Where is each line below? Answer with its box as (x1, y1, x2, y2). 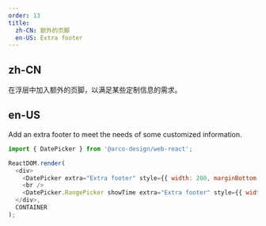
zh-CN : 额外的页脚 (15, 26, 70, 34)
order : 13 (8, 11, 41, 20)
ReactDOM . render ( (8, 159, 66, 167)
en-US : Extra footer (15, 33, 83, 42)
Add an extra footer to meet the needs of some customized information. (8, 129, 243, 139)
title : (8, 19, 30, 27)
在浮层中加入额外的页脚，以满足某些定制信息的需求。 (8, 85, 182, 95)
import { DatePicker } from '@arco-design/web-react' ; (8, 144, 193, 153)
